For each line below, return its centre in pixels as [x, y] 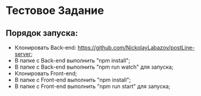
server [23, 54]
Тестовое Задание [55, 11]
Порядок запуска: [42, 33]
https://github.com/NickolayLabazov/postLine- [136, 47]
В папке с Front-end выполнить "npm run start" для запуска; [92, 86]
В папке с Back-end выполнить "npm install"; [72, 60]
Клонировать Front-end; [46, 73]
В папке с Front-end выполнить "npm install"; [73, 80]
